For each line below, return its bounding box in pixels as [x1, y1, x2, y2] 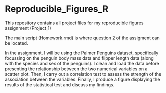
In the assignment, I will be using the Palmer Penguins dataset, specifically [5, 50, 159, 56]
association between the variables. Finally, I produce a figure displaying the [5, 76, 160, 82]
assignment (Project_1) [5, 25, 51, 31]
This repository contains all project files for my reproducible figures [5, 20, 144, 26]
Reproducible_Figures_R [5, 3, 109, 15]
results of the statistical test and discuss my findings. [5, 81, 115, 88]
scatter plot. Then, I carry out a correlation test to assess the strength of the [5, 71, 161, 77]
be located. [5, 40, 28, 46]
